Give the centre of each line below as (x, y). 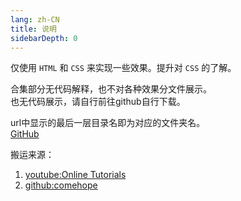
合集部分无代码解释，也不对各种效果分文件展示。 (111, 89)
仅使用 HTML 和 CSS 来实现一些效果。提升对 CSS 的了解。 (123, 68)
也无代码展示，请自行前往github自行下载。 (98, 102)
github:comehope (61, 185)
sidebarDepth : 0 (44, 38)
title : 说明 (33, 29)
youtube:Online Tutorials (75, 175)
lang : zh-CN (35, 19)
